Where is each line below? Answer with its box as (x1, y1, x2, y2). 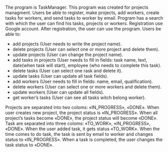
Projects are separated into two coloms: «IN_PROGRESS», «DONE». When (5, 105, 160, 110)
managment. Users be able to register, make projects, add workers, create (5, 10, 160, 16)
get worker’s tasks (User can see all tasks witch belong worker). (12, 94, 146, 100)
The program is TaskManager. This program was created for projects (5, 5, 149, 10)
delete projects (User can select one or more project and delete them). (12, 46, 160, 52)
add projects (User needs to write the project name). (12, 41, 122, 47)
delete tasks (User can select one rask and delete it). (12, 68, 123, 74)
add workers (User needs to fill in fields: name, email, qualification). (12, 78, 153, 84)
